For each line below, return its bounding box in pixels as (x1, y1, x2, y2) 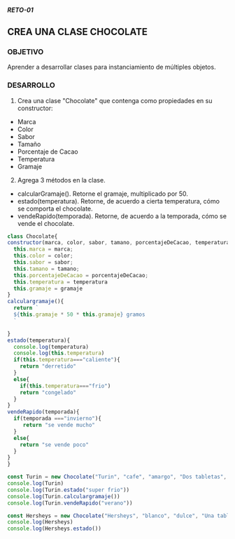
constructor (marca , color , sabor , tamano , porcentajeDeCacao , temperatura (7, 239, 230, 246)
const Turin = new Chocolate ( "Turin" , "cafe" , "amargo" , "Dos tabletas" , (7, 474, 227, 481)
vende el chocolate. (17, 219, 75, 227)
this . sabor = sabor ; (13, 259, 73, 266)
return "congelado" (20, 389, 77, 396)
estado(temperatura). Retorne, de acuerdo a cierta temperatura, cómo (17, 197, 220, 205)
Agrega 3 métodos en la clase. (17, 175, 106, 184)
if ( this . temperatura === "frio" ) (20, 382, 111, 390)
